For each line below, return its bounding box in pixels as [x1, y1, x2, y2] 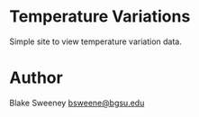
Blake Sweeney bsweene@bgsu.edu [9, 97, 145, 108]
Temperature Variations [9, 6, 191, 27]
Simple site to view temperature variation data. [9, 36, 182, 47]
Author [9, 67, 63, 88]
